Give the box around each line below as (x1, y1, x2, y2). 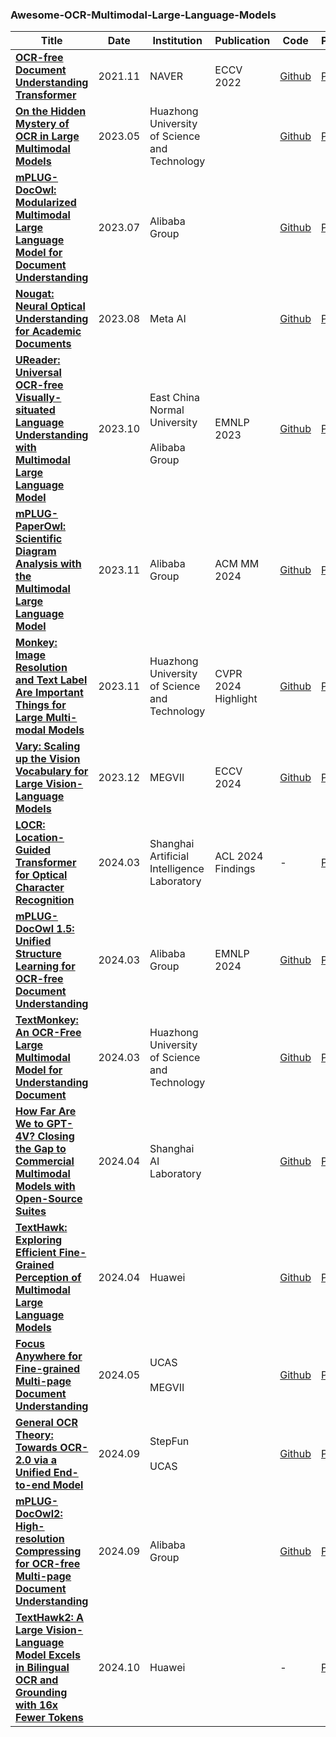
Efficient (15, 1246, 57, 1260)
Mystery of (15, 117, 70, 131)
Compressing (15, 1544, 82, 1558)
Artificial (149, 849, 190, 863)
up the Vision (15, 752, 81, 766)
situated (15, 403, 56, 417)
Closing (37, 1129, 75, 1143)
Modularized (15, 196, 77, 210)
